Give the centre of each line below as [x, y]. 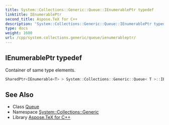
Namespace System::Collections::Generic [56, 112]
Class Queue [26, 107]
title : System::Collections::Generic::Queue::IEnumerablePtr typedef [80, 10]
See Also [19, 95]
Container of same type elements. [40, 70]
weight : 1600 [19, 33]
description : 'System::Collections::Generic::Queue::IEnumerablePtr [78, 24]
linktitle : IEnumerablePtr [33, 14]
